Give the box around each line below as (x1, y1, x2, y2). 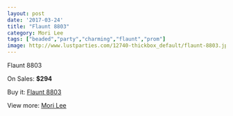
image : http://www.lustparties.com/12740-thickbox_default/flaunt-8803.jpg (7, 42, 231, 49)
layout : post (7, 10, 45, 17)
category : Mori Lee (7, 29, 64, 37)
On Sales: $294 (7, 75, 53, 83)
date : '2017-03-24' (7, 17, 64, 23)
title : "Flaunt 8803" (7, 23, 70, 30)
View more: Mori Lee (7, 101, 67, 109)
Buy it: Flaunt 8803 (7, 88, 62, 96)
